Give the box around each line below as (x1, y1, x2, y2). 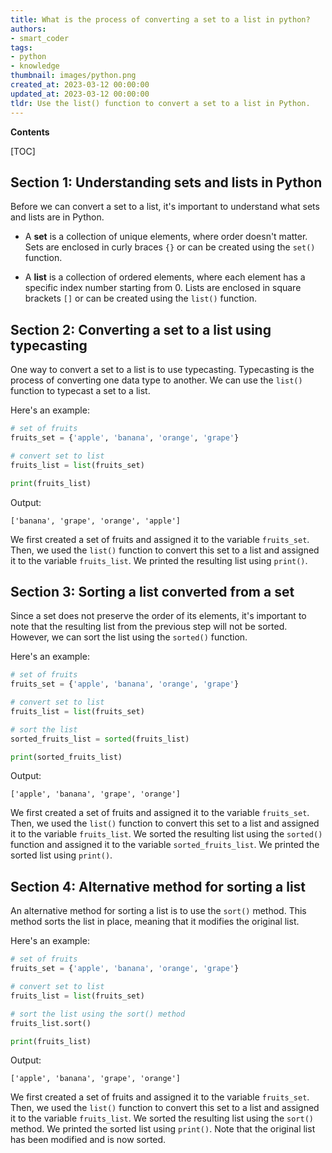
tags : (10, 42, 33, 53)
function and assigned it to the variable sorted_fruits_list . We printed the (10, 839, 320, 851)
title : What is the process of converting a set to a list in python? (10, 14, 311, 25)
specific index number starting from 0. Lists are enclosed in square (24, 282, 302, 294)
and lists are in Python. (10, 211, 105, 223)
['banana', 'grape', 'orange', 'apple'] (10, 516, 182, 526)
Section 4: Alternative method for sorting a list (10, 878, 307, 895)
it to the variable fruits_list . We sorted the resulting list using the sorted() (10, 828, 323, 840)
